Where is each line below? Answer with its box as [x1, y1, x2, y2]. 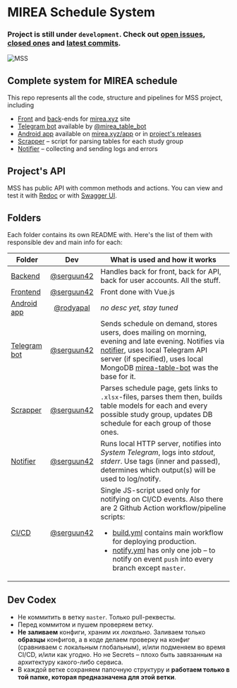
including [7, 101, 35, 109]
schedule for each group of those [100, 418, 212, 428]
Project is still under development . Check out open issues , [7, 30, 206, 40]
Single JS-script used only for [100, 485, 201, 495]
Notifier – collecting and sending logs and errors [17, 145, 159, 153]
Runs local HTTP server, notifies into [100, 438, 221, 448]
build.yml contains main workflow [112, 527, 224, 537]
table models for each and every [100, 400, 208, 410]
